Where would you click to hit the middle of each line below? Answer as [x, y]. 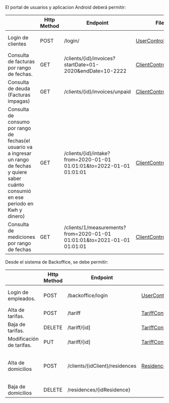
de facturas [21, 61]
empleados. [22, 299]
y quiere [17, 172]
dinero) [16, 216]
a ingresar [20, 153]
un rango [18, 159]
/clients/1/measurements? [95, 227]
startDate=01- [81, 65]
